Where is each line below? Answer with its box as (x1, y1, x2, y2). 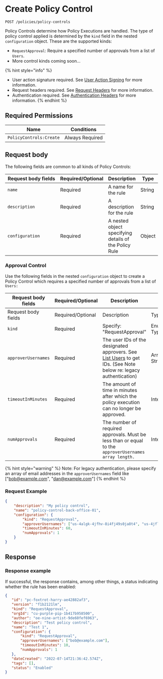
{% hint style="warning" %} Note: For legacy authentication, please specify (5, 465, 156, 471)
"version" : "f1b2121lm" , (11, 602, 62, 607)
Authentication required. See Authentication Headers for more (12, 92, 136, 98)
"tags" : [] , (11, 661, 36, 666)
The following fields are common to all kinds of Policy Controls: (5, 164, 131, 170)
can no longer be (102, 405, 142, 411)
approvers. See (102, 348, 137, 355)
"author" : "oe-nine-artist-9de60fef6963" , (11, 615, 98, 620)
